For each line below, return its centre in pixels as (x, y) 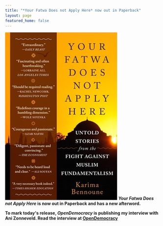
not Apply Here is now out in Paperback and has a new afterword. (73, 203)
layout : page (18, 15)
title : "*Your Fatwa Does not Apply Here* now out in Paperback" (73, 10)
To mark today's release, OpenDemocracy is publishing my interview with (82, 213)
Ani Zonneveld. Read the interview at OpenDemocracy (62, 218)
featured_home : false (27, 21)
